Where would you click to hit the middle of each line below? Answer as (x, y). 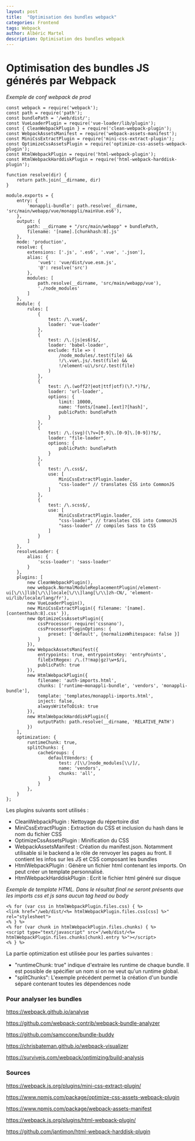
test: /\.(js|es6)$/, (74, 340)
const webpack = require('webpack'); (52, 108)
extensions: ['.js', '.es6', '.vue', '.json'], (86, 252)
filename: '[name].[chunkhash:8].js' (73, 231)
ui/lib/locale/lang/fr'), (38, 598)
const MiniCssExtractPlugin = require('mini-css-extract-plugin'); (90, 139)
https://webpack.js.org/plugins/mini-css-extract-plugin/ (74, 1086)
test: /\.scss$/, (69, 505)
